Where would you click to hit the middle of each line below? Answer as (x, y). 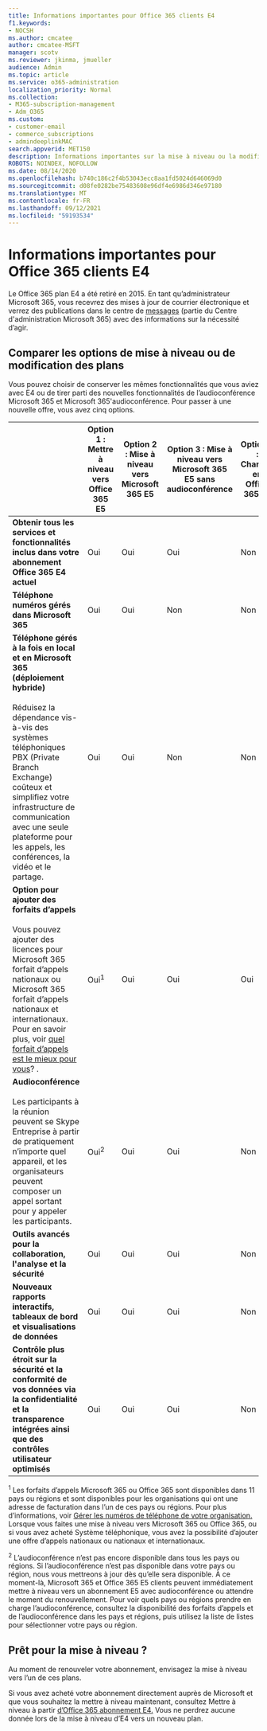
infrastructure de (44, 807)
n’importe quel (39, 1151)
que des (28, 1439)
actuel (25, 582)
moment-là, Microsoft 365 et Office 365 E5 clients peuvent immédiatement (131, 1583)
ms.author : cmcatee (41, 38)
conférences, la (41, 857)
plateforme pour (43, 837)
